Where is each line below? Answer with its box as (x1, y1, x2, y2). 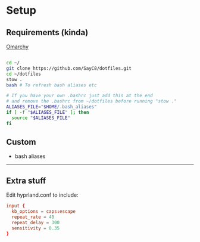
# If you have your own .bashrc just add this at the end (6, 93, 153, 99)
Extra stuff (6, 175, 46, 185)
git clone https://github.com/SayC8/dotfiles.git (6, 65, 132, 72)
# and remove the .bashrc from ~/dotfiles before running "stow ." (6, 98, 177, 104)
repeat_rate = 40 (11, 214, 55, 220)
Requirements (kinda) (6, 27, 89, 38)
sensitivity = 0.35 (11, 225, 60, 231)
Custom (6, 137, 36, 147)
